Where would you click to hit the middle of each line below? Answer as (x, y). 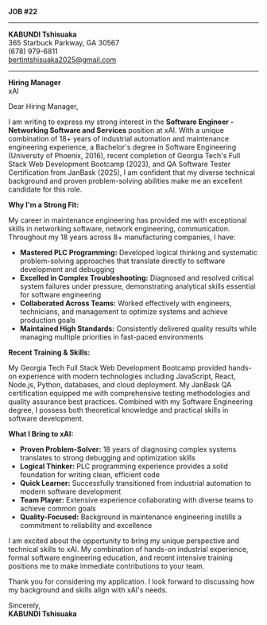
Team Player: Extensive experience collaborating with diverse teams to (136, 500)
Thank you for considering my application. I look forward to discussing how (132, 581)
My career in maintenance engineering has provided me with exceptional (128, 220)
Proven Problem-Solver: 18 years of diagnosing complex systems (128, 449)
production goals (47, 320)
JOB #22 (23, 12)
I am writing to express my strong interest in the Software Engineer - (121, 122)
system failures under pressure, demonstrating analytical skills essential (137, 286)
